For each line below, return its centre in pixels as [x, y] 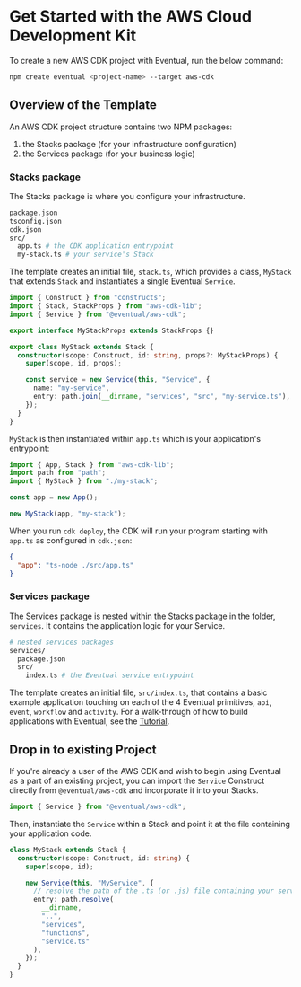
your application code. [51, 833]
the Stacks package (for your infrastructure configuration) [129, 144]
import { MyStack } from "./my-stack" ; [84, 481]
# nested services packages [62, 642]
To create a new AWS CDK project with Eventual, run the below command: [146, 60]
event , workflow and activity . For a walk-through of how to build [129, 712]
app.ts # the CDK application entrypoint [96, 246]
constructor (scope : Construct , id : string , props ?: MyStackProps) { [148, 355]
